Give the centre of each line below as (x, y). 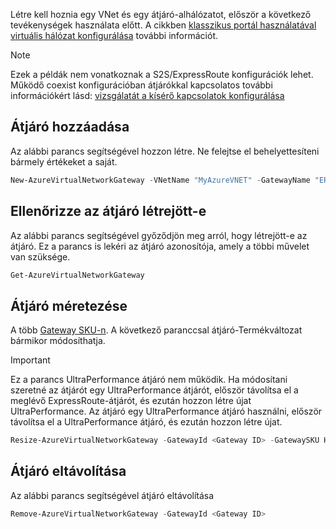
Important (30, 360)
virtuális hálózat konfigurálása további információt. (114, 35)
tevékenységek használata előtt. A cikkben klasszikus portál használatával (163, 25)
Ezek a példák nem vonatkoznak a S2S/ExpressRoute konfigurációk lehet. (162, 74)
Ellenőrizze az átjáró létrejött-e (108, 211)
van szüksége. (40, 256)
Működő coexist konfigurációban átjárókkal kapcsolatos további (141, 85)
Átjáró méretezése (69, 305)
